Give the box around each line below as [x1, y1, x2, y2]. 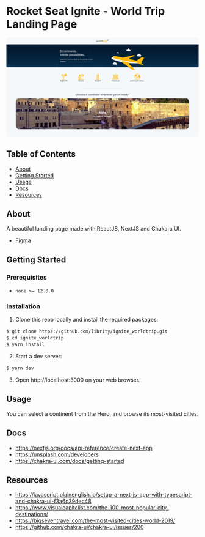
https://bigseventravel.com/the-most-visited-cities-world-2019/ [15, 517, 176, 524]
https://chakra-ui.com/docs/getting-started [15, 457, 124, 464]
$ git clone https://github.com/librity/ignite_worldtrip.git [6, 328, 168, 335]
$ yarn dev [6, 365, 34, 371]
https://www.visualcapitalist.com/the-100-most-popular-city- [15, 504, 170, 511]
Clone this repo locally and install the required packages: [15, 316, 159, 324]
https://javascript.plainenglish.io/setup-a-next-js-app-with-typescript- [15, 491, 193, 498]
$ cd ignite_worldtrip [6, 335, 64, 341]
